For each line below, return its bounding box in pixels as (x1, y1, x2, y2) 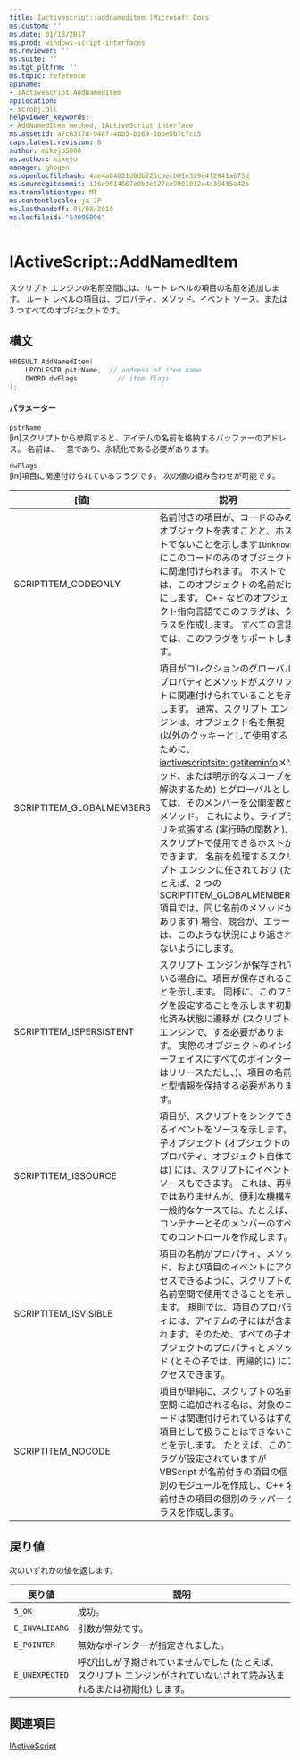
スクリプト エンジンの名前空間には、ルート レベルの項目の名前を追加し (9, 282, 272, 293)
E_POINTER (13, 1639, 55, 1650)
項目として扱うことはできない (159, 1425, 285, 1438)
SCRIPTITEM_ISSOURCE (13, 1170, 118, 1183)
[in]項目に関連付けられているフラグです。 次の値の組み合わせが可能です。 (9, 471, 280, 482)
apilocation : (9, 96, 58, 106)
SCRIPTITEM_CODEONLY (13, 578, 121, 591)
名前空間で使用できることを (159, 1288, 276, 1301)
